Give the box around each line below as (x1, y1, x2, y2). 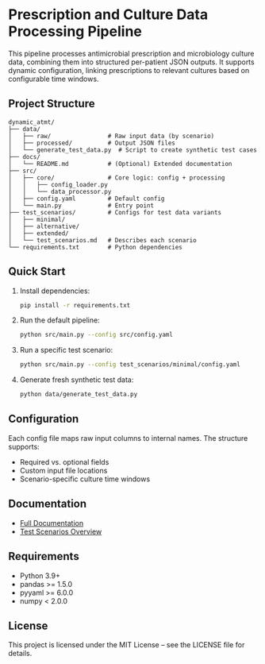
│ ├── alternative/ (8, 222, 80, 230)
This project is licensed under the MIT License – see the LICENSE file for (8, 640, 245, 650)
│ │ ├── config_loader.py (8, 180, 109, 188)
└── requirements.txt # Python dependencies (8, 243, 182, 251)
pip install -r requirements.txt (19, 301, 131, 309)
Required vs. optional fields (19, 457, 109, 466)
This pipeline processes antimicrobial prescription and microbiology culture (8, 48, 255, 58)
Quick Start (8, 264, 66, 279)
